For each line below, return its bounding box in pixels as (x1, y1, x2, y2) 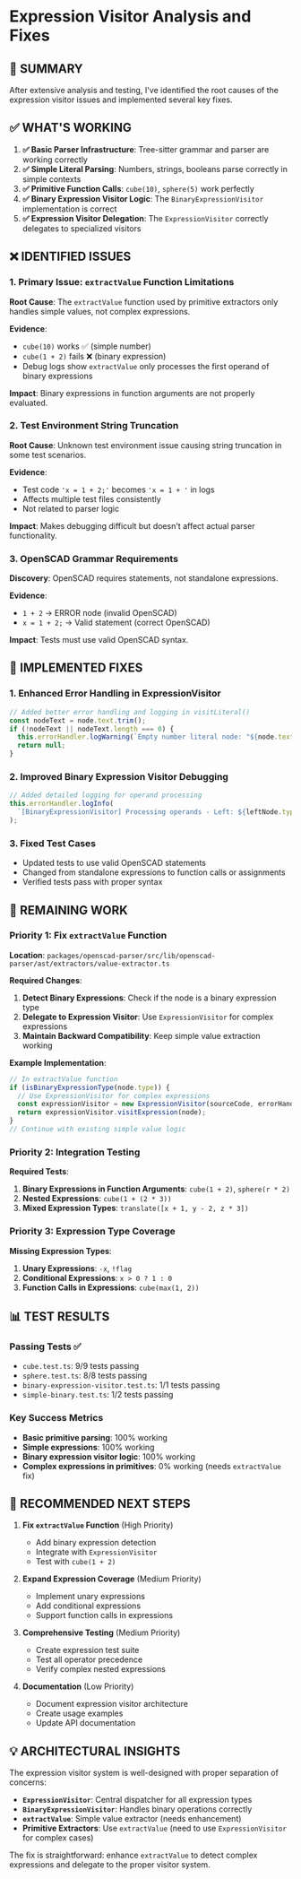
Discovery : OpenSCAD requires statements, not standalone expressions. (9, 573, 279, 584)
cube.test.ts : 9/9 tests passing (21, 1361, 140, 1372)
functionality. (9, 530, 58, 541)
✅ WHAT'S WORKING (9, 120, 132, 135)
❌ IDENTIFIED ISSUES (9, 249, 132, 264)
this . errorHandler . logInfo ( (9, 800, 115, 809)
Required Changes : (9, 974, 82, 985)
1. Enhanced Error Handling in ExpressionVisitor (9, 688, 221, 700)
